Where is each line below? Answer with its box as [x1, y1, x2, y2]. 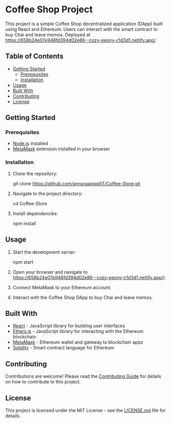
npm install [12, 220, 36, 226]
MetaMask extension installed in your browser [12, 146, 110, 152]
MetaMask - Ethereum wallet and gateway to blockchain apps [12, 339, 143, 345]
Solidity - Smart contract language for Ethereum [12, 345, 114, 351]
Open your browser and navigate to [12, 269, 88, 275]
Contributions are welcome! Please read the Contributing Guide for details [5, 373, 161, 379]
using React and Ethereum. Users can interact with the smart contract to [5, 26, 158, 32]
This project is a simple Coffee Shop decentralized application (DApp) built [5, 21, 163, 27]
